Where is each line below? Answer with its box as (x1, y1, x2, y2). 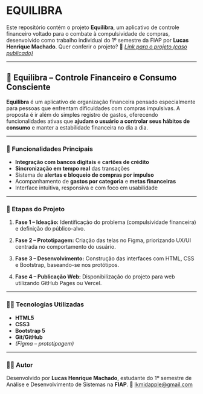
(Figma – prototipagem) (14, 340, 74, 347)
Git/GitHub (14, 333, 43, 341)
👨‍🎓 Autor (6, 361, 33, 369)
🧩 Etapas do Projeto (6, 205, 65, 213)
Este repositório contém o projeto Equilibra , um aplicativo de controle (6, 24, 179, 31)
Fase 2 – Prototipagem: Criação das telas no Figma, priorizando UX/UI (14, 237, 192, 244)
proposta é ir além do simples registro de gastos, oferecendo (6, 111, 158, 118)
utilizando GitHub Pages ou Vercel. (14, 280, 102, 287)
